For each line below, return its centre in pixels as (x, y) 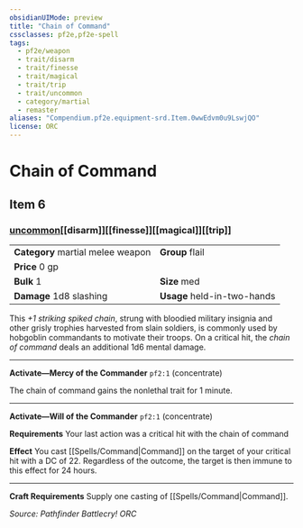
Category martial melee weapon (83, 251)
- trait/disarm (46, 59)
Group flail (182, 251)
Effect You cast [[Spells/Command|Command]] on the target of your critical (150, 451)
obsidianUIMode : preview (56, 18)
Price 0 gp (36, 267)
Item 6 (28, 204)
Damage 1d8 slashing (61, 296)
